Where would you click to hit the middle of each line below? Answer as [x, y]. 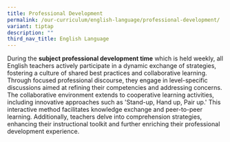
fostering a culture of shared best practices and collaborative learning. [107, 73]
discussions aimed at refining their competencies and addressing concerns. [115, 88]
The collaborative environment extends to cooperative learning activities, [111, 95]
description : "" [30, 33]
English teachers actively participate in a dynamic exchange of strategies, [112, 66]
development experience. [43, 132]
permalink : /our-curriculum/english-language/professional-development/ [114, 20]
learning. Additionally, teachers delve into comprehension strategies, [105, 117]
